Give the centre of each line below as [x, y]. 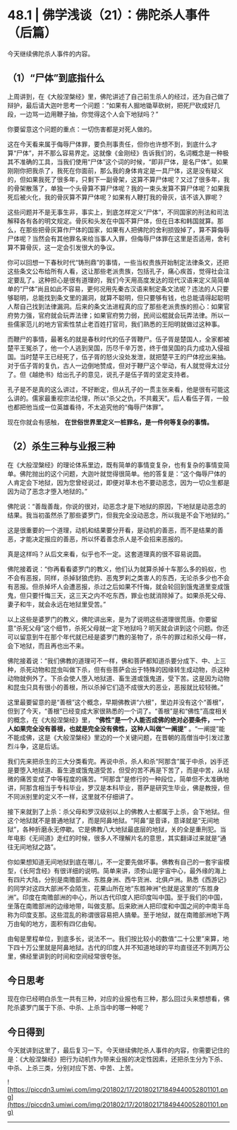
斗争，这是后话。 [38, 746]
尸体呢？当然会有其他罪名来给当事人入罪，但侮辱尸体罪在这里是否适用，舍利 [119, 239]
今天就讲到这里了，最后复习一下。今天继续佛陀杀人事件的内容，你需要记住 [115, 1050]
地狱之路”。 [43, 847]
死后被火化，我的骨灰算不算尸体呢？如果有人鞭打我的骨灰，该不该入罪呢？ [115, 197]
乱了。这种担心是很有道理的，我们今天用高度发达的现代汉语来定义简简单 [124, 280]
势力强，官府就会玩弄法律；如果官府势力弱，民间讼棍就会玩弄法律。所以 [118, 315]
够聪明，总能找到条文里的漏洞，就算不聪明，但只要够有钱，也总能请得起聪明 [119, 297]
